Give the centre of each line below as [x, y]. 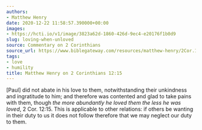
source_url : [21, 51]
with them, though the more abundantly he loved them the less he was [94, 103]
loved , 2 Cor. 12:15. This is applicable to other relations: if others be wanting [100, 109]
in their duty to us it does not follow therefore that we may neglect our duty [99, 116]
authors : [17, 12]
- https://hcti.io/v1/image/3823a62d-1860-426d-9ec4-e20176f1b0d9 [91, 34]
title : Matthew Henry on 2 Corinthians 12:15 [64, 73]
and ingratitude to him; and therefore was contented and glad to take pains [99, 96]
